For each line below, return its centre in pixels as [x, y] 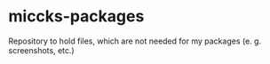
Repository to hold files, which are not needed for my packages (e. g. [135, 41]
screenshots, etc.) [41, 50]
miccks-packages [76, 16]
